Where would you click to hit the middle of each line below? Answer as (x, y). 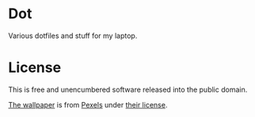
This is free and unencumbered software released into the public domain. (128, 89)
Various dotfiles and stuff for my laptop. (73, 36)
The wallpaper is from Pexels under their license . (88, 104)
